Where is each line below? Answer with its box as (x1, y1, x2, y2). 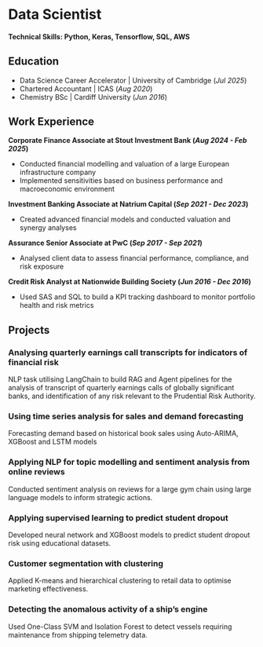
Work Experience (8, 115, 95, 128)
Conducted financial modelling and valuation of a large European (19, 159, 230, 169)
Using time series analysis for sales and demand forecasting (8, 411, 243, 422)
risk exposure (19, 261, 64, 272)
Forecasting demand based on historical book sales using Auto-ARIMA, (8, 429, 239, 438)
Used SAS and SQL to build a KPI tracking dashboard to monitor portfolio (19, 292, 256, 302)
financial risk (8, 356, 59, 367)
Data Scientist (8, 5, 102, 24)
